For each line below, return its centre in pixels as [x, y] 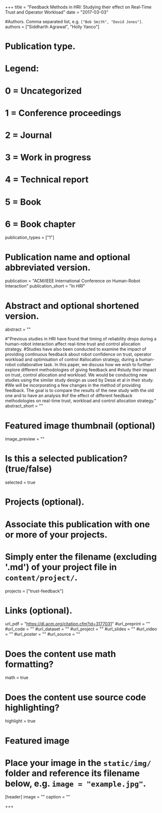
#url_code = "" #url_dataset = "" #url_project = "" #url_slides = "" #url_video [81, 629]
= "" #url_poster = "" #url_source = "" [43, 634]
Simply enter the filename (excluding [81, 557]
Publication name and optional [68, 257]
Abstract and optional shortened [72, 306]
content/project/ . [41, 577]
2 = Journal [28, 135]
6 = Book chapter [40, 224]
